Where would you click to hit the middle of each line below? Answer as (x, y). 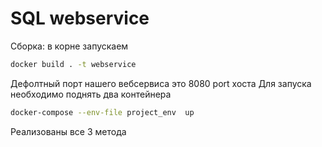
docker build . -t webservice (73, 64)
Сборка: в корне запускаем (69, 46)
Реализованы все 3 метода (68, 131)
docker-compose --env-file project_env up (102, 112)
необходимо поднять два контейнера (91, 94)
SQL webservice (80, 18)
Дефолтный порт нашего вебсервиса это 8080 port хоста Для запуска (161, 83)
